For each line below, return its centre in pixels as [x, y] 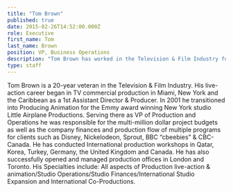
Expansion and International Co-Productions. [71, 181]
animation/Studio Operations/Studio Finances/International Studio [101, 174]
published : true [31, 20]
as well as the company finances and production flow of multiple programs [114, 129]
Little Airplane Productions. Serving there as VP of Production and [102, 115]
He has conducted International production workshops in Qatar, [123, 144]
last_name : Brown [32, 46]
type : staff [24, 65]
